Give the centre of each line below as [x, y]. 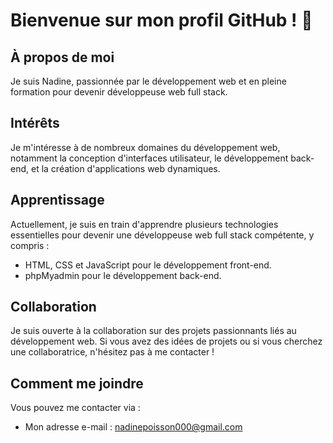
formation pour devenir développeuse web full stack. [119, 92]
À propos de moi [62, 57]
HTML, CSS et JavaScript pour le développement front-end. [148, 265]
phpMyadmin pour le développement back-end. [123, 275]
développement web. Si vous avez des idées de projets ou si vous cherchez [166, 341]
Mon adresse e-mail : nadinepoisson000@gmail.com [133, 427]
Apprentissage [57, 200]
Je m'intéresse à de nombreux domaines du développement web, [145, 147]
